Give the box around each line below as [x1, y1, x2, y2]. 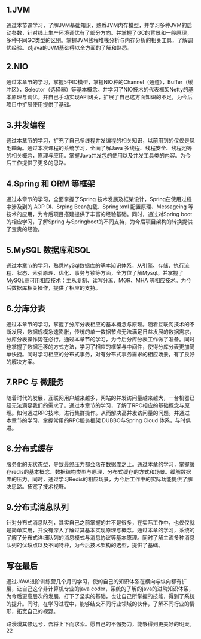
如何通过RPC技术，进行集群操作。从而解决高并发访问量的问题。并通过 [16, 409, 190, 416]
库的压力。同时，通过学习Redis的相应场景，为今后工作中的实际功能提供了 [6, 476, 188, 483]
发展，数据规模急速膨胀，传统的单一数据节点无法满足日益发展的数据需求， [11, 328, 195, 335]
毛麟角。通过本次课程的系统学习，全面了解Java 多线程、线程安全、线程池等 [6, 144, 193, 152]
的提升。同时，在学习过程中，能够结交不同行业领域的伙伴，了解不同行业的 [6, 600, 190, 607]
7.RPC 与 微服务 [6, 377, 64, 387]
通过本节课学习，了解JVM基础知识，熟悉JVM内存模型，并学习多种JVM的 [6, 21, 187, 29]
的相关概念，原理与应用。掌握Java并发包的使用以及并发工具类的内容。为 [6, 152, 186, 159]
